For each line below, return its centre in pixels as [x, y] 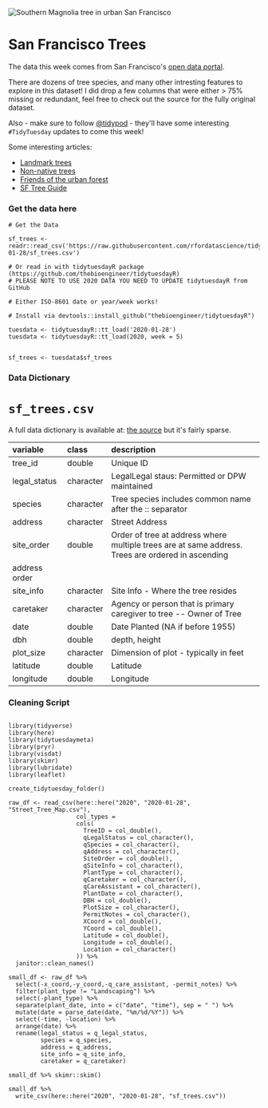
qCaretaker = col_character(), [135, 880]
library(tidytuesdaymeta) [51, 740]
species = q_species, [76, 1041]
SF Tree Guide [43, 188]
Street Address [139, 522]
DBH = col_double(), [117, 901]
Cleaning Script [39, 702]
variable [28, 449]
